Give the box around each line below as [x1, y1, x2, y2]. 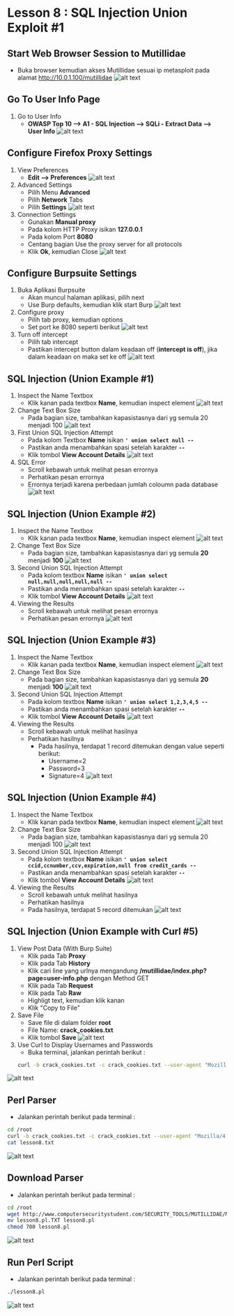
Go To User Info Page [7, 94, 101, 105]
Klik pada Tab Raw [27, 989, 81, 997]
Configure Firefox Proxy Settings [7, 147, 153, 159]
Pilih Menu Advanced [27, 188, 91, 196]
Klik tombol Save [27, 1033, 77, 1041]
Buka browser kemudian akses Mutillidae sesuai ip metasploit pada [17, 66, 210, 74]
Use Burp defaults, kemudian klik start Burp [27, 301, 153, 309]
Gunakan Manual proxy [27, 218, 96, 226]
